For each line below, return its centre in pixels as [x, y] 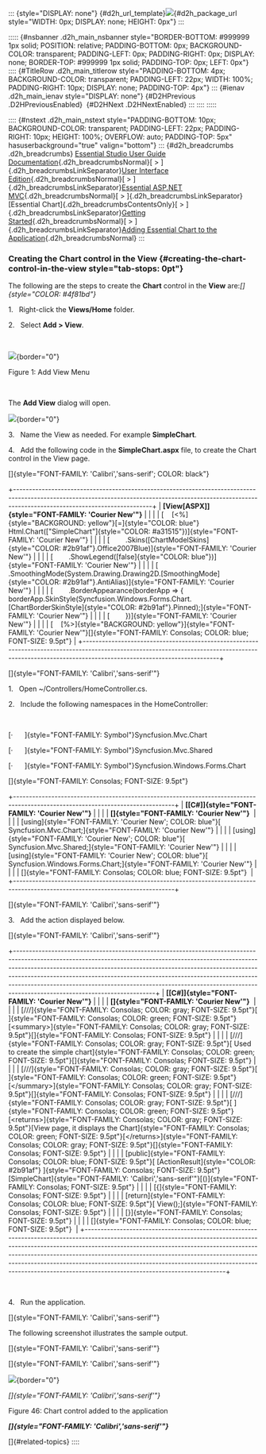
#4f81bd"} [79, 295]
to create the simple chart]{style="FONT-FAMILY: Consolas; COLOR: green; [132, 1052]
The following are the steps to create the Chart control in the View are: [124, 286]
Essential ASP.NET [152, 187]
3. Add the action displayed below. [67, 920]
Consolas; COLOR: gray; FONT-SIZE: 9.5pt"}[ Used [168, 1043]
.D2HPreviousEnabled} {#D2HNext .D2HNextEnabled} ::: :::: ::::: [112, 104]
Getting [134, 213]
